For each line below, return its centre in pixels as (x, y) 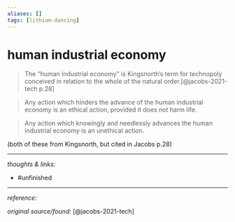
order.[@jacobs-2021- (196, 82)
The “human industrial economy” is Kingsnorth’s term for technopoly (123, 74)
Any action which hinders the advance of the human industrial (114, 103)
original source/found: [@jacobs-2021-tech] (71, 212)
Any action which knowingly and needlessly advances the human (119, 124)
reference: (22, 198)
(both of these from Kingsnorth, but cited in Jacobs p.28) (90, 145)
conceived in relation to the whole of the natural (93, 82)
